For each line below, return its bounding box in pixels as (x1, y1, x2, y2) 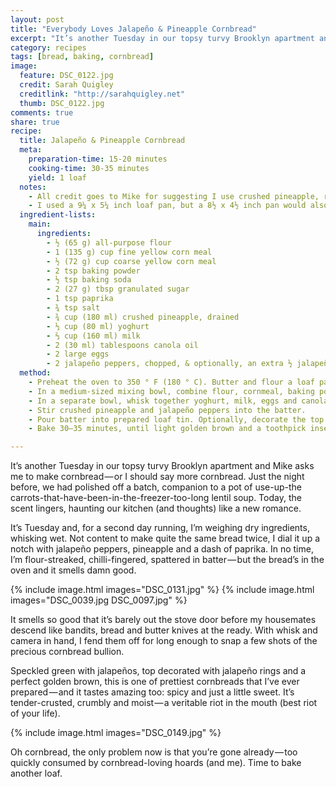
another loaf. (10, 767, 63, 780)
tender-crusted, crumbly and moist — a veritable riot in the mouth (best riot (10, 697, 318, 709)
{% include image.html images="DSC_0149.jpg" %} (10, 727, 222, 739)
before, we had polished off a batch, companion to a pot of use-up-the (10, 481, 302, 493)
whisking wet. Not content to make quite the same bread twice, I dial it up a (10, 532, 320, 545)
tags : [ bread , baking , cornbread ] (10, 52, 155, 62)
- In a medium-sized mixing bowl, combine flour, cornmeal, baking (28, 386, 315, 396)
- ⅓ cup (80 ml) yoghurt (46, 321, 150, 331)
